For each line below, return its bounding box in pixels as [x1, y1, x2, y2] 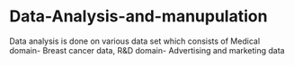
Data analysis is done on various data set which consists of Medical [9, 36, 261, 46]
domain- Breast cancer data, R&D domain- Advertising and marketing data [9, 45, 285, 55]
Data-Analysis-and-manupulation [9, 6, 268, 27]
